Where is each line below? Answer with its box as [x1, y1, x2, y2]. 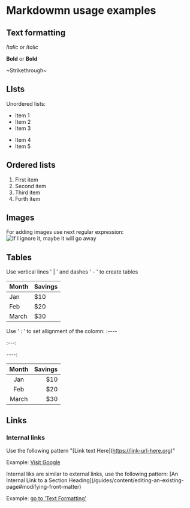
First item [14, 176, 38, 183]
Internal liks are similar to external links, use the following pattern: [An [6, 470, 179, 477]
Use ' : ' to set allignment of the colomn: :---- [6, 328, 118, 335]
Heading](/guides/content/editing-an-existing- [68, 476, 184, 484]
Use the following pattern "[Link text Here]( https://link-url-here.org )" [6, 447, 176, 454]
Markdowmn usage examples [6, 4, 156, 17]
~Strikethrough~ [6, 67, 47, 74]
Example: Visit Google [6, 458, 61, 466]
